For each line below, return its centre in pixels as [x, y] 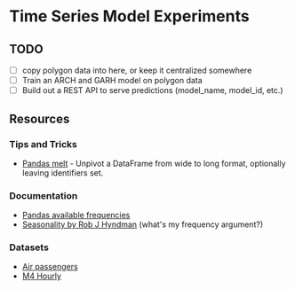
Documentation [44, 195]
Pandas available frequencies [76, 216]
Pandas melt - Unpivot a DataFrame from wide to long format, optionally [154, 163]
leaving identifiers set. [63, 172]
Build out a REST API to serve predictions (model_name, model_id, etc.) [152, 90]
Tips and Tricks [44, 144]
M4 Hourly [42, 276]
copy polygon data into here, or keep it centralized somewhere [137, 70]
